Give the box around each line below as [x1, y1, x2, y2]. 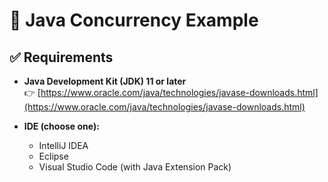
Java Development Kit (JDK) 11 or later [23, 75, 187, 87]
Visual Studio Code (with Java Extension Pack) [38, 161, 232, 173]
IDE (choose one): [23, 120, 100, 132]
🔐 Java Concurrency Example [9, 9, 259, 32]
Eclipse [38, 150, 69, 162]
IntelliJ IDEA [38, 140, 89, 151]
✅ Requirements [9, 49, 114, 66]
